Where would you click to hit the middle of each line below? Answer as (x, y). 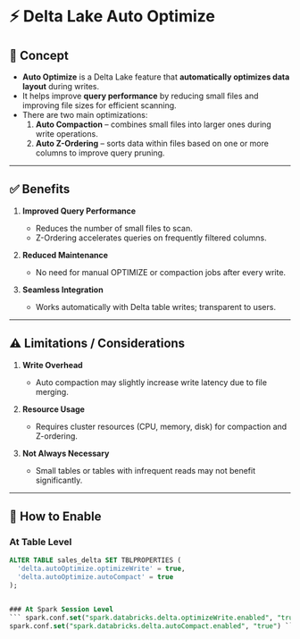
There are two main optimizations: (85, 115)
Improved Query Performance (79, 211)
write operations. (67, 134)
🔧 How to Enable (55, 517)
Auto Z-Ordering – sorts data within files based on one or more (152, 143)
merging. (52, 391)
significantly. (59, 480)
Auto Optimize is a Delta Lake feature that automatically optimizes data (156, 77)
